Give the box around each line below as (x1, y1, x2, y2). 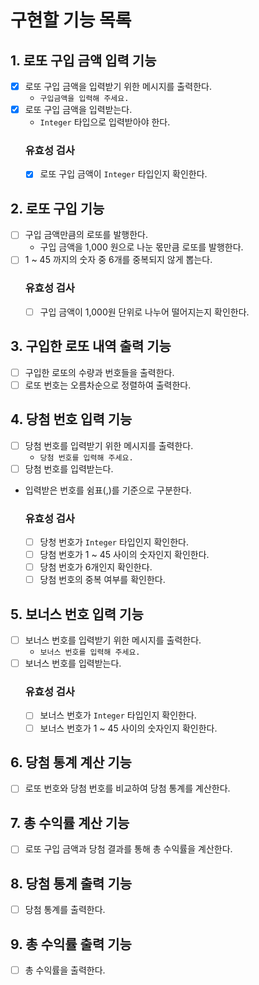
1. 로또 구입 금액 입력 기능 (10, 52, 157, 69)
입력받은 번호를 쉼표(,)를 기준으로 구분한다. (24, 484, 192, 496)
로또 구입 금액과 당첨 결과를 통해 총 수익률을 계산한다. (24, 843, 233, 855)
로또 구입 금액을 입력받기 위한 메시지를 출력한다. (24, 81, 212, 92)
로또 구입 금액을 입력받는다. (24, 104, 133, 116)
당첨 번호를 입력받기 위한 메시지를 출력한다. (24, 439, 194, 451)
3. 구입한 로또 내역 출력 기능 (10, 338, 172, 355)
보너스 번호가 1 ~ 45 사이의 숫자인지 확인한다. (39, 722, 218, 734)
